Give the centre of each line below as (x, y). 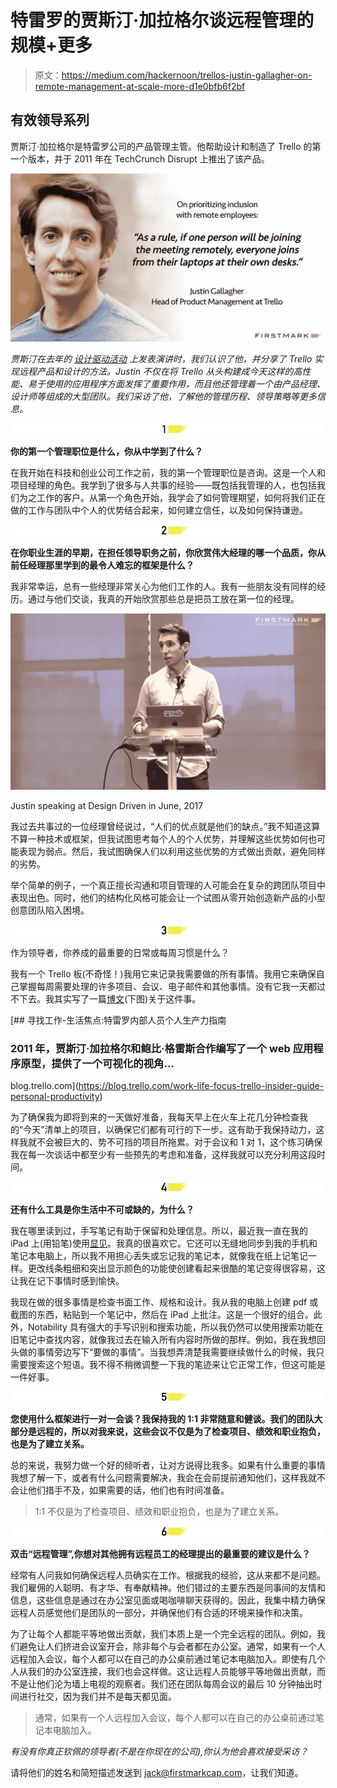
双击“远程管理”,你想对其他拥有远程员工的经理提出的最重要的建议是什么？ (160, 1554)
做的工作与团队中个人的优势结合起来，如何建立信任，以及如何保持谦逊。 (159, 510)
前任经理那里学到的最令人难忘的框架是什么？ (102, 565)
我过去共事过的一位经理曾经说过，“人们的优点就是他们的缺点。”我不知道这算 (165, 827)
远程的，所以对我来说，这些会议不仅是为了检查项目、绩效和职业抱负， (181, 1432)
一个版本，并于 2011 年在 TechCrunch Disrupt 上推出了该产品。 (140, 158)
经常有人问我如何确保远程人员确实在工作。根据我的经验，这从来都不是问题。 (168, 1575)
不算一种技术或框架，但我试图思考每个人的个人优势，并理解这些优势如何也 (163, 839)
